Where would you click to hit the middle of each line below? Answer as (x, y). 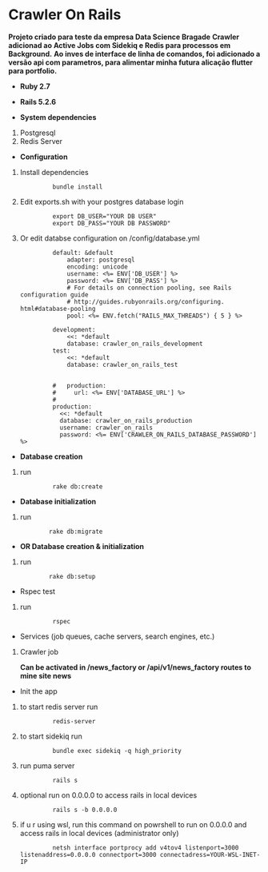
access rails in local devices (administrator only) (99, 833)
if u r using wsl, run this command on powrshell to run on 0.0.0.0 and (133, 824)
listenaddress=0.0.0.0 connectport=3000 (88, 854)
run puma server (47, 766)
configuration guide (54, 295)
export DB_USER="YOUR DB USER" (104, 216)
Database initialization (58, 501)
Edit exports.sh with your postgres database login (102, 201)
